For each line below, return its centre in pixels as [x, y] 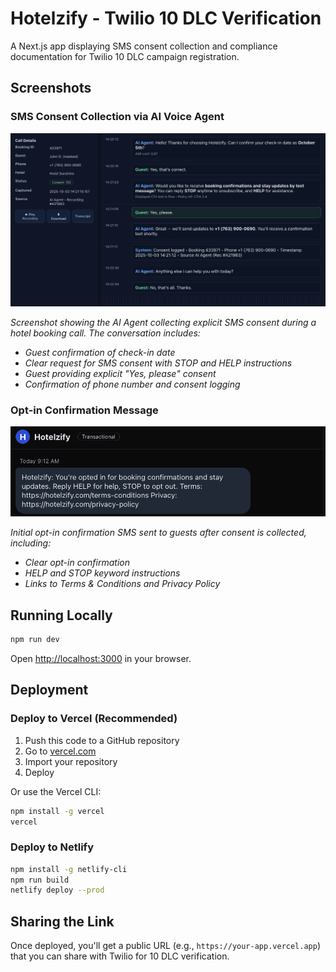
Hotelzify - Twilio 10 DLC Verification [166, 18]
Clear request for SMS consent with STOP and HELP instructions [158, 363]
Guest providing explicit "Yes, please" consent [120, 373]
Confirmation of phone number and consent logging [132, 384]
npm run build [40, 880]
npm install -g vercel [57, 811]
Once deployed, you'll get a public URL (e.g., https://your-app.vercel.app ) [166, 946]
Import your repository [71, 761]
